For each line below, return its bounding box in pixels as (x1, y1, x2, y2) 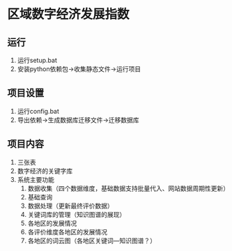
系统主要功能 (17, 175, 54, 183)
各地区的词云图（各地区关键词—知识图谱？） (27, 236, 157, 245)
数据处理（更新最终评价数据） (27, 201, 114, 210)
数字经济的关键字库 (17, 167, 73, 175)
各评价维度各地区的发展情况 (27, 227, 108, 236)
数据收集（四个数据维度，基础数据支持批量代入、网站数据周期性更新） (27, 184, 230, 192)
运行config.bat (17, 107, 59, 115)
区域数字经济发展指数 (7, 6, 130, 22)
